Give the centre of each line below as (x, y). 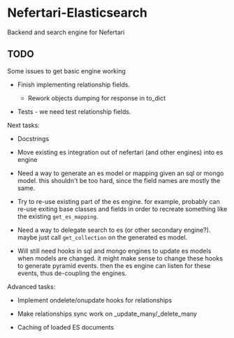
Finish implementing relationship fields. (74, 84)
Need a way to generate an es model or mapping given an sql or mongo (120, 173)
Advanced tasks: (31, 286)
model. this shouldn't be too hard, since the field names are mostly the (119, 180)
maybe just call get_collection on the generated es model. (102, 237)
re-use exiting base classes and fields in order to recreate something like (122, 209)
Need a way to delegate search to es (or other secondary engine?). (114, 230)
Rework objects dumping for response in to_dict (97, 98)
